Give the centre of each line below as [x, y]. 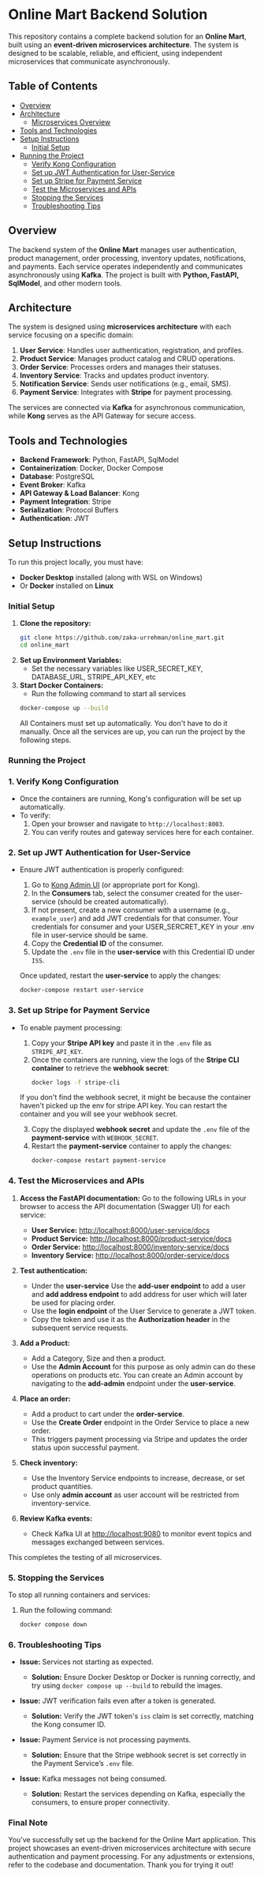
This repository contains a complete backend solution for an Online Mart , [127, 36]
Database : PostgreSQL [57, 477]
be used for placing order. [73, 1302]
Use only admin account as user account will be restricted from [135, 1495]
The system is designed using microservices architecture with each [120, 327]
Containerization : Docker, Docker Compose [91, 468]
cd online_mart [45, 645]
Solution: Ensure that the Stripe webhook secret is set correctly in [139, 1755]
